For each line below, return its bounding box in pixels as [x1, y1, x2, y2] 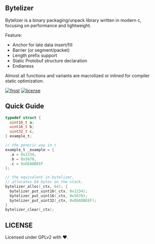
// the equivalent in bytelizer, [5, 175, 75, 180]
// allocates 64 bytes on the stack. [5, 179, 83, 185]
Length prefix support [12, 52, 57, 58]
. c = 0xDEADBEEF [9, 161, 43, 166]
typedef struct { [5, 115, 41, 120]
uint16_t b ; [9, 124, 35, 129]
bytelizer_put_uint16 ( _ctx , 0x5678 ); [9, 193, 88, 198]
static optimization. [5, 78, 44, 84]
